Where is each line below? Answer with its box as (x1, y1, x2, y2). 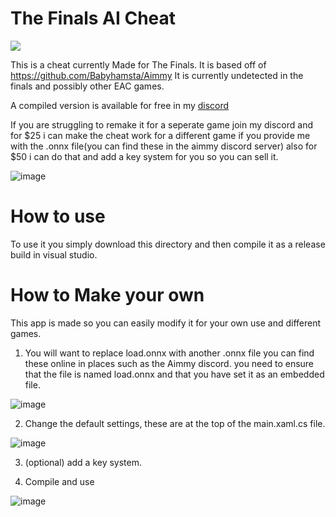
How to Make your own (10, 284, 205, 307)
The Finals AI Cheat (10, 7, 177, 30)
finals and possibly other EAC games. (10, 80, 165, 92)
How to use (10, 205, 106, 228)
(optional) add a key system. (24, 456, 143, 468)
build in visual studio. (10, 248, 98, 261)
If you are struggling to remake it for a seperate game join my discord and (10, 118, 314, 131)
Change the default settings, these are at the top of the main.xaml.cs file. (24, 417, 326, 429)
